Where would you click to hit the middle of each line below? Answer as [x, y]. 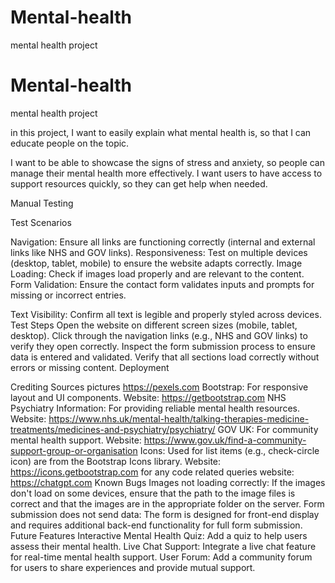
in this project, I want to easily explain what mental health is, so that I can [161, 132]
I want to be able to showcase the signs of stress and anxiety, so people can [168, 162]
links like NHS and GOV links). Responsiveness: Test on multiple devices [159, 252]
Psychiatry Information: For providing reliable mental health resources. [155, 408]
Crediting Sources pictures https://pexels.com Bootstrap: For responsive [159, 387]
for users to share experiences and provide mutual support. [133, 567]
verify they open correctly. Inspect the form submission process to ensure [163, 346]
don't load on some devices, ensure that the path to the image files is [153, 493]
